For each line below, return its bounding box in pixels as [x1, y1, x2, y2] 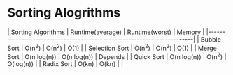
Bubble [200, 35, 222, 43]
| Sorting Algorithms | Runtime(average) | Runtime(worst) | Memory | [7, 28, 205, 36]
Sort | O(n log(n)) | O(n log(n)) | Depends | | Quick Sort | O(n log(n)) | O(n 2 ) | [7, 51, 227, 60]
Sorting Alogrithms [7, 5, 121, 21]
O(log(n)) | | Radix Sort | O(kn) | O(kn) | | [7, 60, 124, 68]
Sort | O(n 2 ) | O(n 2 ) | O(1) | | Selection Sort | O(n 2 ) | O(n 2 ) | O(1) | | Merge [7, 42, 217, 52]
